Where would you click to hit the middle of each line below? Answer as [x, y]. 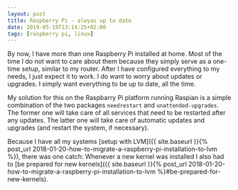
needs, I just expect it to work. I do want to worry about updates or [105, 77]
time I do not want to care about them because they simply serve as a [109, 62]
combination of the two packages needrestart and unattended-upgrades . [113, 105]
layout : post [27, 14]
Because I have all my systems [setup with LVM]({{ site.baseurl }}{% [108, 142]
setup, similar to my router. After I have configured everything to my [121, 69]
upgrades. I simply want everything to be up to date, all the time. [102, 84]
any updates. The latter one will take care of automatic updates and [106, 121]
